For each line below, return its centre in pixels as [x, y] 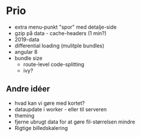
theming [24, 115]
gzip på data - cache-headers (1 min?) [60, 33]
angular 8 [26, 52]
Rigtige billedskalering [41, 128]
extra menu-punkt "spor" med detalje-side [66, 27]
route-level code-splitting [54, 64]
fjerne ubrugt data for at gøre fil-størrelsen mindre [75, 122]
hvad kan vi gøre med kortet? [50, 103]
